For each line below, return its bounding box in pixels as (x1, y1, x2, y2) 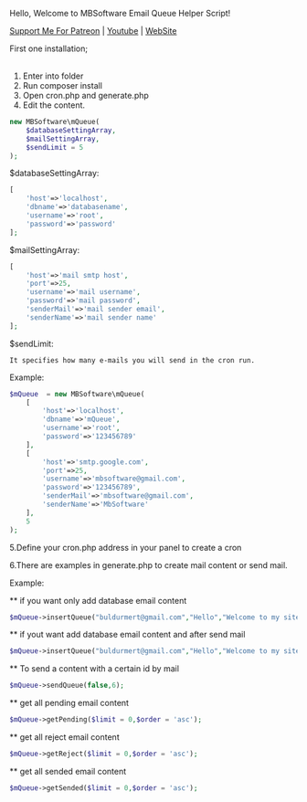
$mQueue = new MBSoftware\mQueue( (9, 389, 145, 398)
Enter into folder (22, 70, 84, 81)
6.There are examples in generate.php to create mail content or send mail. (9, 559, 288, 570)
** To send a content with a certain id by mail (9, 663, 180, 674)
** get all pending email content (9, 698, 130, 709)
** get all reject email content (9, 732, 121, 743)
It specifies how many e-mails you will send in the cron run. (9, 355, 256, 364)
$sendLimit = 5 (26, 142, 84, 152)
